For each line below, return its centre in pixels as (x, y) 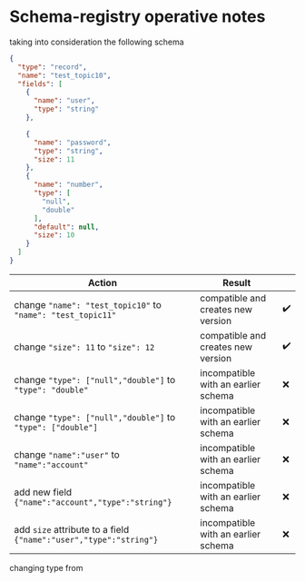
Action (103, 282)
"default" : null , (66, 227)
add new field (43, 492)
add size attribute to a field (72, 529)
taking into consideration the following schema (97, 42)
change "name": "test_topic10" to (88, 304)
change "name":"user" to (67, 454)
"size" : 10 (54, 235)
